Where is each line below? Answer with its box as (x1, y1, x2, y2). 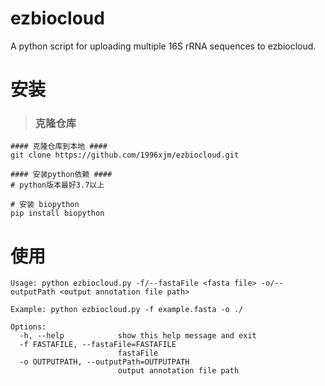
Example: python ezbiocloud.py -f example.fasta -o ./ (10, 305, 244, 315)
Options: (10, 322, 47, 332)
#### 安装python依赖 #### (10, 170, 113, 180)
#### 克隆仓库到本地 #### (10, 142, 108, 152)
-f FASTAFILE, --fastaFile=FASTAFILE (19, 340, 177, 350)
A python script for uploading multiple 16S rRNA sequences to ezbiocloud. (10, 40, 317, 52)
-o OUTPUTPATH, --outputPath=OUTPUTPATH (19, 357, 190, 367)
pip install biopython (10, 208, 105, 219)
